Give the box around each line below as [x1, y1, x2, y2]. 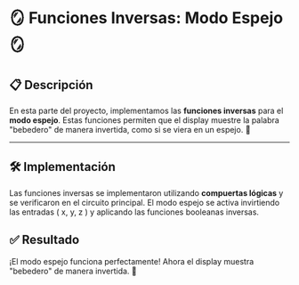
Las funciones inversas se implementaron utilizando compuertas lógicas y [9, 187, 284, 198]
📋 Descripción [9, 77, 93, 93]
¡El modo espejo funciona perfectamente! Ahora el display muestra [9, 256, 255, 266]
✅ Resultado [9, 232, 80, 248]
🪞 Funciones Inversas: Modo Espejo [9, 8, 283, 28]
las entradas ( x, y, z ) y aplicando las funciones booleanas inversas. [9, 207, 260, 217]
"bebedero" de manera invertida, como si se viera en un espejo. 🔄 [9, 125, 251, 134]
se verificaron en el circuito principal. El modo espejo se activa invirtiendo [9, 197, 280, 208]
